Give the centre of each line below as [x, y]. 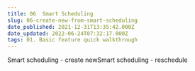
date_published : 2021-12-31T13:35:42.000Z [71, 27]
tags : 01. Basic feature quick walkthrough [73, 40]
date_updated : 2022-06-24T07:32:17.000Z [68, 33]
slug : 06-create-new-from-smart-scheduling [73, 20]
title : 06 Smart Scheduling [50, 14]
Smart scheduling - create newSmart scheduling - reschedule [97, 60]
